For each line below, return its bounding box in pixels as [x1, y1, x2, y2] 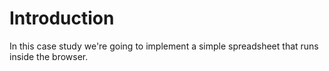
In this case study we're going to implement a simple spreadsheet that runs [9, 40, 319, 52]
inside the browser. [9, 50, 89, 62]
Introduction [9, 7, 115, 30]
